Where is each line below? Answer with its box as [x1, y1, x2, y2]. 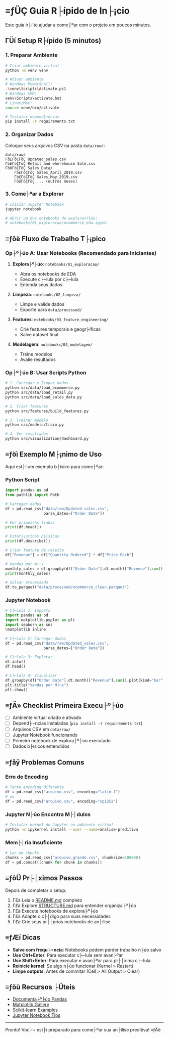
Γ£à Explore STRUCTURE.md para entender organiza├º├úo [12, 902, 137, 909]
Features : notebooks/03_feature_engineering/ [12, 317, 109, 323]
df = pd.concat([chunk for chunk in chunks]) [5, 860, 102, 865]
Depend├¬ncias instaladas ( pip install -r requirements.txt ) [12, 720, 143, 727]
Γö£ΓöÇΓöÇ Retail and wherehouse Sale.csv [5, 161, 96, 166]
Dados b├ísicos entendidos [12, 743, 70, 749]
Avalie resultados [20, 356, 56, 363]
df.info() [5, 659, 26, 664]
